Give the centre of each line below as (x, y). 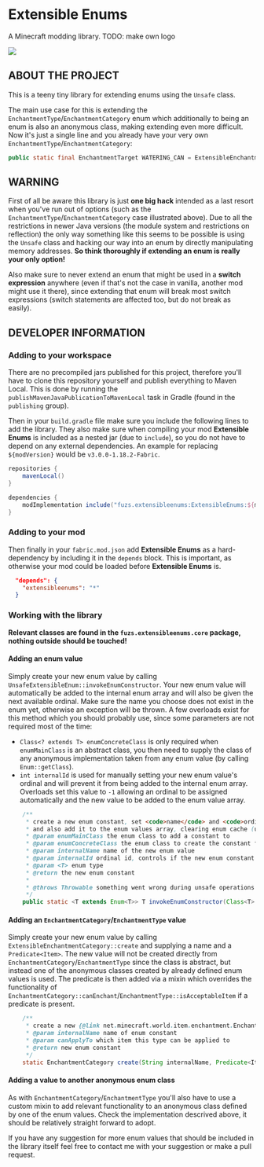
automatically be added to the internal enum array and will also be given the (131, 692)
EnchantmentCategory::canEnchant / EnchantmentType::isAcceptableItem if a (128, 996)
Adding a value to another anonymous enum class (92, 1080)
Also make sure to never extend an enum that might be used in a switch (125, 275)
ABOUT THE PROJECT (64, 76)
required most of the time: (50, 726)
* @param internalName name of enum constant (101, 1033)
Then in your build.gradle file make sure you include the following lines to (128, 421)
